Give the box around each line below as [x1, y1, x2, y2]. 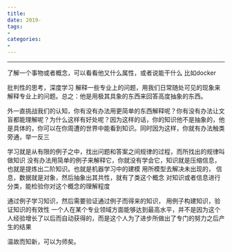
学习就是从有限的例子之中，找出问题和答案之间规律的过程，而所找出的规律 [7, 147, 219, 156]
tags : [7, 23, 23, 30]
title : [7, 10, 26, 17]
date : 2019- [7, 17, 41, 24]
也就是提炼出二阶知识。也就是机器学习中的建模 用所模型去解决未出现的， [7, 165, 215, 173]
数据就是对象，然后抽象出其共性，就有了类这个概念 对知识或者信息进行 [19, 174, 221, 181]
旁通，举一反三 [7, 133, 50, 141]
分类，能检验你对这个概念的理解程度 [7, 182, 110, 190]
